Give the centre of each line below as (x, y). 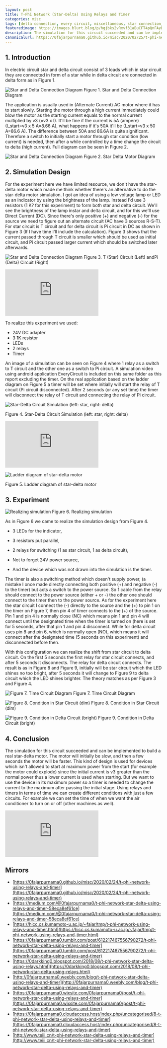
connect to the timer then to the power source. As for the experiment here (81, 600)
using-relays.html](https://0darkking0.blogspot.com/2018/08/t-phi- (81, 966)
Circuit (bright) (20, 723)
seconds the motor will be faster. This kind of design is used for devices (79, 761)
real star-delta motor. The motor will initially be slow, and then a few (75, 756)
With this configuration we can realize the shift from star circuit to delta (78, 652)
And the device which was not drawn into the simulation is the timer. (82, 570)
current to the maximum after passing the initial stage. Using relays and (78, 788)
